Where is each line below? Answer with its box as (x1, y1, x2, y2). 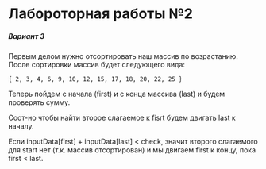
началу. (8, 121, 34, 131)
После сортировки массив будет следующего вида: (8, 60, 185, 70)
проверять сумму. (8, 98, 71, 107)
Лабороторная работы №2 (8, 5, 193, 23)
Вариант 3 (8, 31, 45, 40)
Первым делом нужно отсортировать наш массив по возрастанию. (8, 52, 238, 61)
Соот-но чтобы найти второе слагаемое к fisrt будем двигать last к (8, 113, 236, 123)
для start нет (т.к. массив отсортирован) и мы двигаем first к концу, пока (8, 145, 256, 155)
